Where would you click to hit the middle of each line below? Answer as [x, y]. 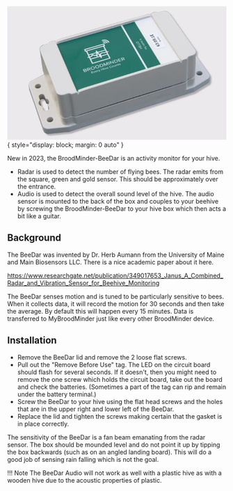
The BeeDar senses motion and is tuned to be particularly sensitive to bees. [116, 296]
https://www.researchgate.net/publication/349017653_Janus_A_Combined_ [115, 275]
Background [34, 238]
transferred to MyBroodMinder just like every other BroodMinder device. [111, 319]
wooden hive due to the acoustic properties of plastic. [85, 480]
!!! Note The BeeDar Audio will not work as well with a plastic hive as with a [115, 473]
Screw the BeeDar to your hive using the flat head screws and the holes [120, 401]
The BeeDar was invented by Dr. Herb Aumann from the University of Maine [116, 255]
